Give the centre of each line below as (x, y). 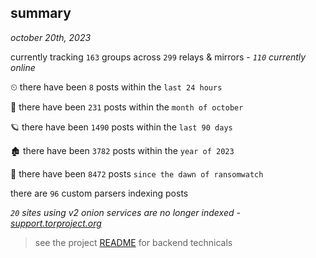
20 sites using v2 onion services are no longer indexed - (125, 212)
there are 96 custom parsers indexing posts (99, 193)
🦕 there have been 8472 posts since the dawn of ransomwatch (137, 173)
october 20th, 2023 (51, 37)
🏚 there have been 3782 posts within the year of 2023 (122, 150)
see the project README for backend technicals (133, 242)
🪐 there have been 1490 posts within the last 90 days (121, 127)
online (23, 67)
